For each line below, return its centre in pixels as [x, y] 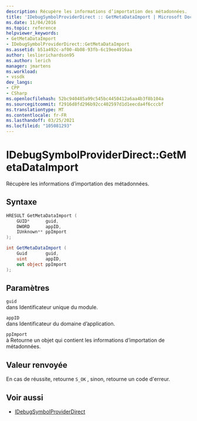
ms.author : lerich [28, 60]
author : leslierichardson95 [40, 55]
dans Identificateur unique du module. [52, 307]
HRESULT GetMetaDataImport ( [42, 215]
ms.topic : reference [31, 28]
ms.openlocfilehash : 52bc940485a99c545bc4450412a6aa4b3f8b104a [85, 99]
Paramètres [28, 288]
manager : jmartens [28, 66]
